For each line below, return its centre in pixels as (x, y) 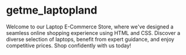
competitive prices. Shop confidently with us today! (69, 46)
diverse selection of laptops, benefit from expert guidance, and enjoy (90, 39)
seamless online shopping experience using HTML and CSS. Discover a (93, 33)
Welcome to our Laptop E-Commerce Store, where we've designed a (90, 27)
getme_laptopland (52, 10)
